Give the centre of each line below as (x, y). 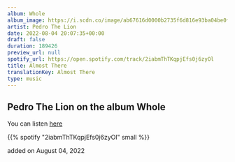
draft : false (26, 40)
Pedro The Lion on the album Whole (86, 106)
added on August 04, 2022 (46, 151)
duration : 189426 (33, 46)
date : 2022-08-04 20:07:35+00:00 (56, 33)
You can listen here (35, 124)
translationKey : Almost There (51, 72)
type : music (24, 79)
